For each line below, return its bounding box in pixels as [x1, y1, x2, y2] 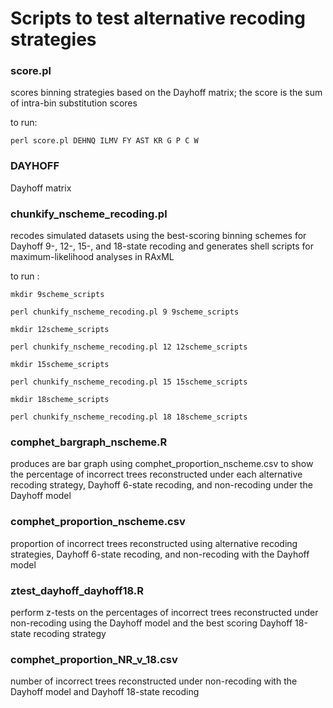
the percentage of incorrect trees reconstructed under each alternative [10, 468, 303, 481]
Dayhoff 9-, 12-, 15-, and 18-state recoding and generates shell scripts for [10, 240, 314, 252]
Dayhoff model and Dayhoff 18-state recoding [10, 686, 200, 698]
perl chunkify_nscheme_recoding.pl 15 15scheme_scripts [10, 377, 248, 387]
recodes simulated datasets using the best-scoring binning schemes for [10, 230, 307, 242]
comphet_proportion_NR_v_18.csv [10, 652, 178, 666]
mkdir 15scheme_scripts [10, 360, 110, 370]
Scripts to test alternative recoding [10, 7, 306, 30]
